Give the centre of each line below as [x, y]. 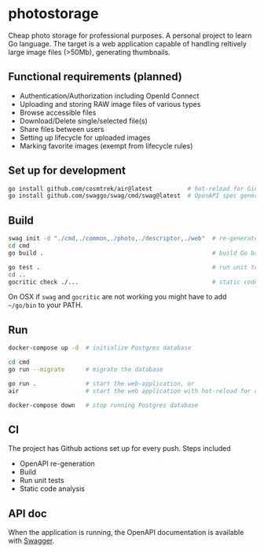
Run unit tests [42, 481]
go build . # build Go [128, 253]
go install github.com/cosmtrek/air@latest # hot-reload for [126, 189]
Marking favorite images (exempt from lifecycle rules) [106, 145]
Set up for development [67, 171]
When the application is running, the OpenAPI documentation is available [126, 533]
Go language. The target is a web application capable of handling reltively [128, 43]
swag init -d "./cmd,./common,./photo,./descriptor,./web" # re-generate [133, 239]
